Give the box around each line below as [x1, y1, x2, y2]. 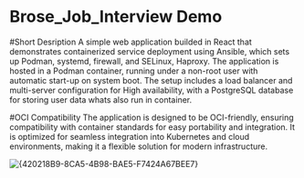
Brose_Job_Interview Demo [9, 6, 223, 27]
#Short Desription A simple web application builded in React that [9, 36, 253, 47]
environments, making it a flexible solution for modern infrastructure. [9, 141, 267, 152]
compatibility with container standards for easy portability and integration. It [9, 121, 295, 133]
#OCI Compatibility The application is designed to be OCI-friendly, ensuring [9, 112, 294, 123]
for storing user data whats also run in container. [9, 94, 193, 105]
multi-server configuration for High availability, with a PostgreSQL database [9, 84, 294, 95]
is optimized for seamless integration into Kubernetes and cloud [9, 131, 250, 142]
